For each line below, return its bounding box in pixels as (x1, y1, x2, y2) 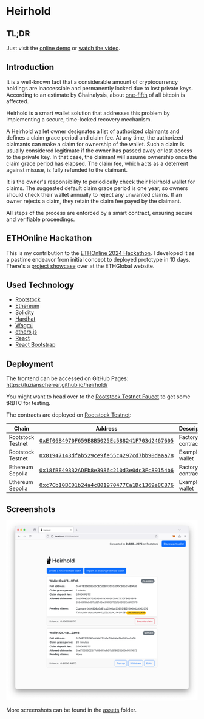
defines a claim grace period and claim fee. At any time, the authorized (6, 134, 183, 141)
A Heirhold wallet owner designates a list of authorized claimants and (6, 128, 180, 135)
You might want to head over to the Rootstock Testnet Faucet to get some (6, 393, 191, 400)
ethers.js (15, 328, 38, 335)
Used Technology (6, 280, 75, 290)
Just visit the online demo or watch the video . (6, 44, 120, 52)
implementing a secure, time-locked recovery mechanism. (6, 115, 152, 123)
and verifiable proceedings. (6, 216, 75, 223)
